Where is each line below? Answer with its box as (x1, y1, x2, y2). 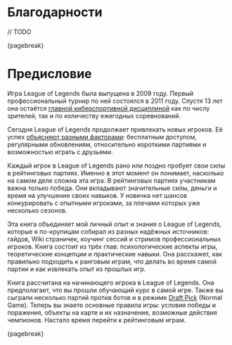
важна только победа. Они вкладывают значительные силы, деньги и (7, 184, 217, 192)
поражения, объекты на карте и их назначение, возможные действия (7, 308, 218, 317)
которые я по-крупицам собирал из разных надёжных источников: (7, 227, 210, 236)
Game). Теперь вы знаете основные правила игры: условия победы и (7, 301, 217, 309)
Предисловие (7, 66, 92, 82)
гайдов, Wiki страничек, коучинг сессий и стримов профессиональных (7, 234, 221, 243)
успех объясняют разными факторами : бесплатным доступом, (7, 132, 197, 141)
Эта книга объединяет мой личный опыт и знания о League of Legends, (7, 220, 222, 228)
